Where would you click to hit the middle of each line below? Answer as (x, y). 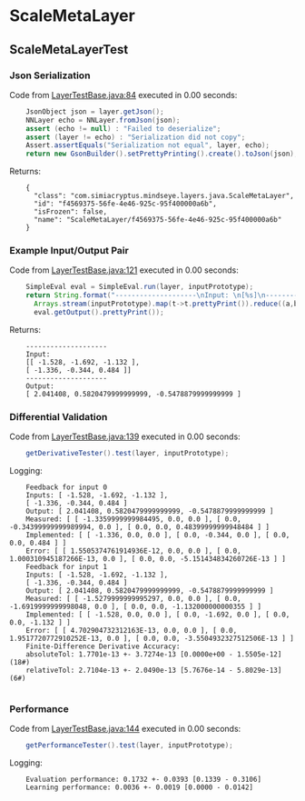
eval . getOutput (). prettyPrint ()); (99, 313)
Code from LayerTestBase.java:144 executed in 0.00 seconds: (125, 729)
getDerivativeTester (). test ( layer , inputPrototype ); (128, 454)
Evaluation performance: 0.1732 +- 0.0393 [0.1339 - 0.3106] (143, 780)
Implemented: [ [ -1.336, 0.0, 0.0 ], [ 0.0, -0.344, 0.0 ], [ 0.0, (158, 536)
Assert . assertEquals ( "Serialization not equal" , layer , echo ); (148, 145)
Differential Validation (59, 416)
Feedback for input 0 (66, 487)
